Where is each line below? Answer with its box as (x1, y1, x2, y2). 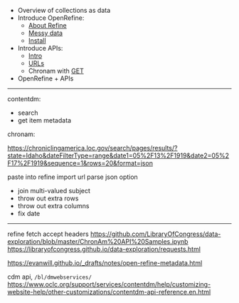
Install (28, 36, 46, 45)
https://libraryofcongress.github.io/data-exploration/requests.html (7, 245, 201, 253)
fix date (17, 210, 41, 217)
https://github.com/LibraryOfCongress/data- (90, 230, 221, 238)
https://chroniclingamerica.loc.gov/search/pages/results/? (7, 144, 178, 152)
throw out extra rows (17, 194, 79, 202)
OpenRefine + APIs (17, 74, 74, 83)
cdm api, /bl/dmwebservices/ (7, 272, 92, 281)
